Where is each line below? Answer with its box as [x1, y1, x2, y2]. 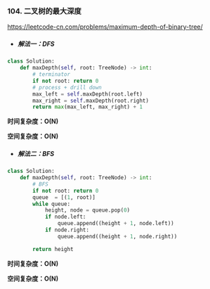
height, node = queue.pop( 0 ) [44, 207, 131, 214]
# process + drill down [32, 84, 102, 91]
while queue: [32, 200, 71, 207]
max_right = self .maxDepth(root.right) [32, 97, 150, 104]
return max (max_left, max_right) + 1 [32, 103, 143, 110]
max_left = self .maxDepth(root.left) [32, 90, 143, 98]
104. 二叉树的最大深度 [7, 6, 82, 15]
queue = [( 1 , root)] [32, 193, 96, 201]
